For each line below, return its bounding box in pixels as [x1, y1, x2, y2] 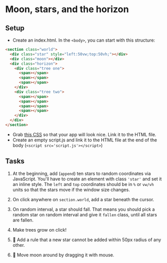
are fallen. [12, 217, 34, 223]
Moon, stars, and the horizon [5, 4, 129, 15]
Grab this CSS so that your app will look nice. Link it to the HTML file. [12, 131, 157, 137]
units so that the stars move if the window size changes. [12, 186, 130, 193]
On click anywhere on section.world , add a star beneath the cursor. [12, 196, 154, 202]
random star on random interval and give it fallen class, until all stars [12, 211, 157, 217]
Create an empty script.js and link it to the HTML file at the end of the [12, 137, 157, 143]
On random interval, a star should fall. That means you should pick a [12, 206, 155, 212]
